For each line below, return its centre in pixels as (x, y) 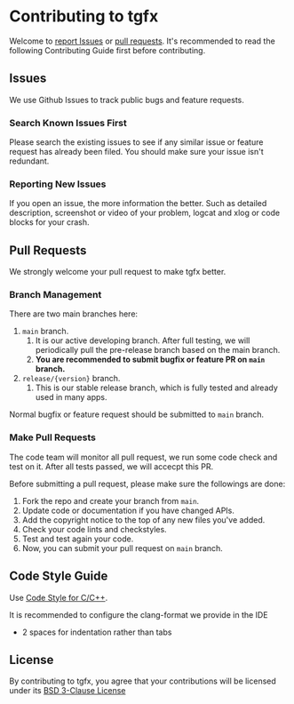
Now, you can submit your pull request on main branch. (123, 548)
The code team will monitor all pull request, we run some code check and (143, 457)
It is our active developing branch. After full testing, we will (143, 340)
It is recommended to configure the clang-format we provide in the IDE (139, 614)
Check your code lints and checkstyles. (94, 529)
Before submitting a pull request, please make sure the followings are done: (147, 484)
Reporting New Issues (58, 184)
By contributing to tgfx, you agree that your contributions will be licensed (143, 681)
